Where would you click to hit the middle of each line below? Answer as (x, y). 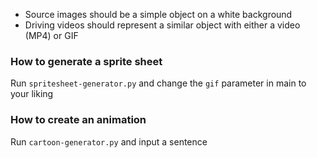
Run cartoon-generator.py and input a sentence (109, 141)
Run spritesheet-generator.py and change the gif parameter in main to (158, 83)
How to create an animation (78, 120)
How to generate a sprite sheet (86, 61)
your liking (32, 94)
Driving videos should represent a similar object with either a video (162, 25)
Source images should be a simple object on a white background (158, 14)
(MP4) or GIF (51, 35)
